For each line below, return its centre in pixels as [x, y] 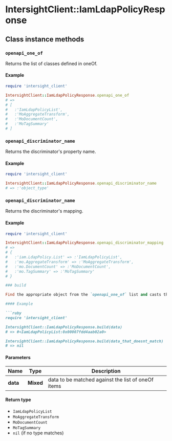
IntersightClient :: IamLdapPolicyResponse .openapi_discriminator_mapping [84, 243]
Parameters [18, 357]
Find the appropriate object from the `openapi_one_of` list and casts [83, 295]
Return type [18, 400]
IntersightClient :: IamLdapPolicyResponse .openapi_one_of [67, 95]
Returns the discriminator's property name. [51, 151]
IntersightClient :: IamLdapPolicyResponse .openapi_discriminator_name [81, 183]
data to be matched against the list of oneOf [101, 380]
